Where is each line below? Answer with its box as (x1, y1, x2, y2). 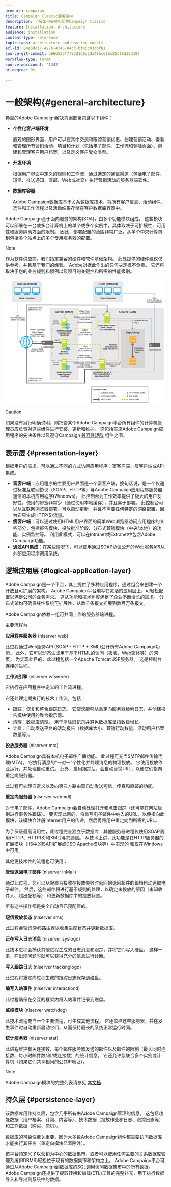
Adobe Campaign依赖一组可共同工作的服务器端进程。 (5, 611, 118, 617)
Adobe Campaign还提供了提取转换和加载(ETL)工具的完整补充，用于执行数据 (5, 1170, 165, 1176)
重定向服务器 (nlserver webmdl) (5, 793, 72, 799)
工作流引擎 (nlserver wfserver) (5, 673, 70, 679)
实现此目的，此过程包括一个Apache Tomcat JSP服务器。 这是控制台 (19, 656, 162, 662)
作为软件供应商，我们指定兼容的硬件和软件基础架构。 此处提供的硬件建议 (5, 256, 158, 262)
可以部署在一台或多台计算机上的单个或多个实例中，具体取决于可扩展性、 (5, 222, 157, 229)
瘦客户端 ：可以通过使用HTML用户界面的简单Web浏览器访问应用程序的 (12, 518, 160, 525)
